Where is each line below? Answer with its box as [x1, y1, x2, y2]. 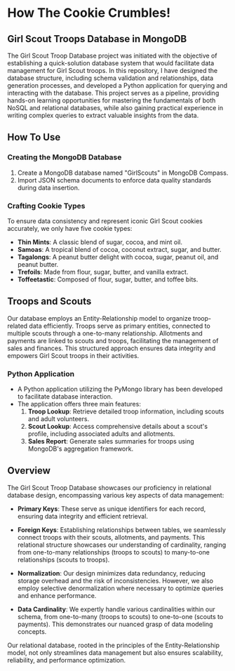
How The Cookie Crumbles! [7, 5, 170, 21]
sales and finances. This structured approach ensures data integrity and [7, 344, 216, 352]
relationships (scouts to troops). [17, 555, 110, 564]
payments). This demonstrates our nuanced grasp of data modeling [17, 620, 213, 628]
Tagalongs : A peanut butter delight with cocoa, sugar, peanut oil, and [17, 253, 219, 261]
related [7, 321, 28, 330]
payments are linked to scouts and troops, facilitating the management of [7, 336, 219, 345]
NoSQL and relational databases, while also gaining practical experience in [7, 104, 223, 112]
